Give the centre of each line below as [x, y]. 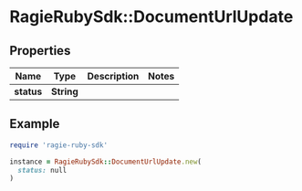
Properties [40, 51]
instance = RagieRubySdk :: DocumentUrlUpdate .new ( [106, 162]
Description [113, 76]
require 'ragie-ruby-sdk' [58, 145]
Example [35, 124]
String [65, 91]
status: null [42, 170]
